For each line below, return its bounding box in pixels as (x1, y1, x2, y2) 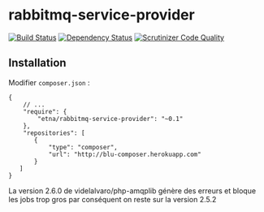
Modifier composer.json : (8, 77, 91, 87)
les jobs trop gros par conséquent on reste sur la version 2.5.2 (8, 194, 217, 204)
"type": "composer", (48, 143, 118, 151)
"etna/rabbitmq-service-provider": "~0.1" (37, 115, 184, 123)
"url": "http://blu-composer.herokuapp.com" (48, 150, 201, 158)
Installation (8, 56, 67, 70)
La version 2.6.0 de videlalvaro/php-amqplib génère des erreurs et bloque (8, 185, 257, 196)
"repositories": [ (23, 128, 85, 137)
